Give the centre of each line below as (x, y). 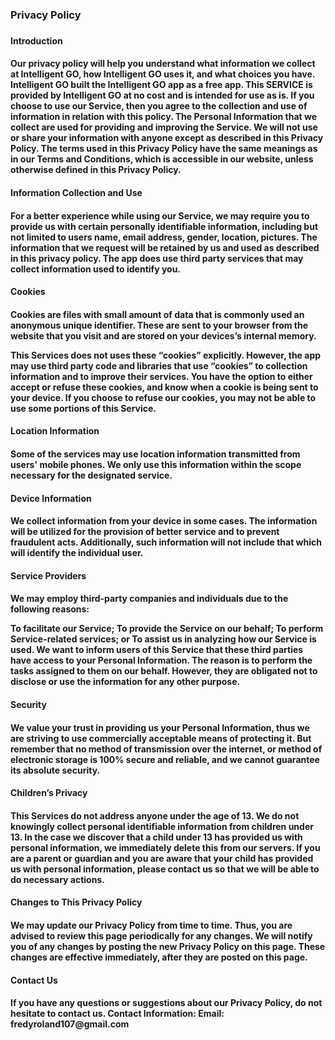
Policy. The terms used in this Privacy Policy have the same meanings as (164, 149)
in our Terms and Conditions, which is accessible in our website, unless (162, 159)
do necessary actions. (57, 879)
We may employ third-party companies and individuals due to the (149, 599)
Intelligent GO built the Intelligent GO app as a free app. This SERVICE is (161, 85)
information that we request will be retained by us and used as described (165, 247)
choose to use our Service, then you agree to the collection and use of (159, 106)
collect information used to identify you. (96, 269)
